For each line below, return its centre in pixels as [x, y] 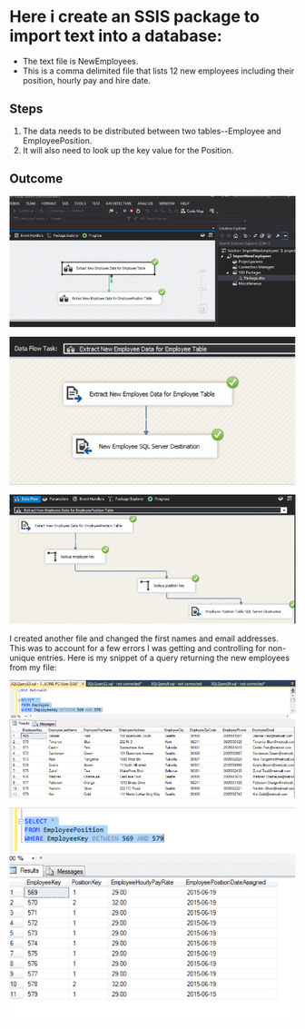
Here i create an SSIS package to [135, 17]
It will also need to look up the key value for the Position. [128, 150]
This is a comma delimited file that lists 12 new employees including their [158, 71]
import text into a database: [116, 36]
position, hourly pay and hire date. [87, 80]
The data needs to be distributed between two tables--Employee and [152, 131]
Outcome [36, 179]
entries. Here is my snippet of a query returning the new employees [163, 658]
